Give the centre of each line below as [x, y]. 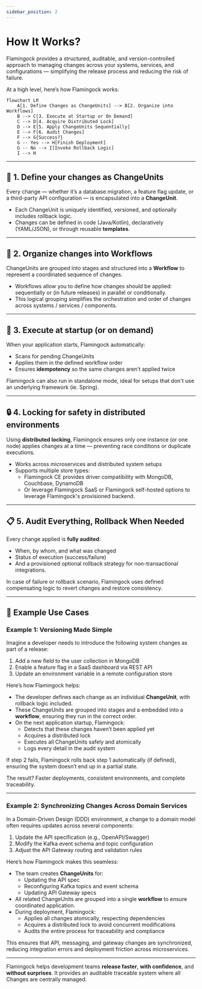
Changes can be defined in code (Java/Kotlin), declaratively [89, 223]
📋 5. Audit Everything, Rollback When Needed [95, 521]
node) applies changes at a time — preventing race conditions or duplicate [99, 446]
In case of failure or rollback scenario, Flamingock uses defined [85, 581]
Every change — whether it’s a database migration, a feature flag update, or [100, 192]
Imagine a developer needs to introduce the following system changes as [97, 643]
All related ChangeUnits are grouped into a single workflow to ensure [101, 899]
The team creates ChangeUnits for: [59, 873]
